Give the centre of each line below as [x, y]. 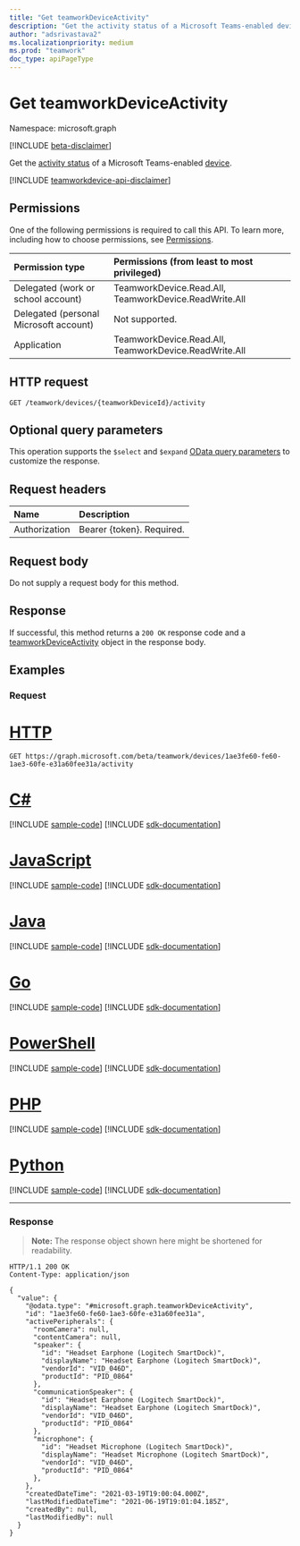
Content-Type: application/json [69, 1274]
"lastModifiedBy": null [70, 1517]
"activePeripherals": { [70, 1321]
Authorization [42, 530]
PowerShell [52, 1043]
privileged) [137, 272]
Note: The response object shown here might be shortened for [147, 1241]
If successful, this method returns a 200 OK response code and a [127, 633]
